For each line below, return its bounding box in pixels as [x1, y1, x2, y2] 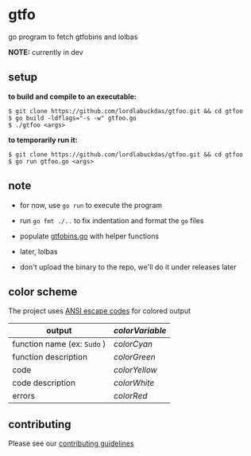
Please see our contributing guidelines [8, 438, 134, 448]
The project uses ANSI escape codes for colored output [8, 306, 191, 316]
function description [12, 352, 88, 363]
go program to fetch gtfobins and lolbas [8, 32, 138, 41]
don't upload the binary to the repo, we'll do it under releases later [19, 261, 237, 272]
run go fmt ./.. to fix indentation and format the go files [19, 215, 204, 225]
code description [12, 377, 75, 388]
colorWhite [114, 377, 155, 388]
